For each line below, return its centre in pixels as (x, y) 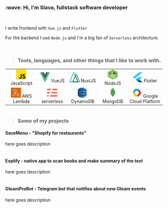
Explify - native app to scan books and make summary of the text (74, 161)
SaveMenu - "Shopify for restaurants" (46, 133)
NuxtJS (88, 80)
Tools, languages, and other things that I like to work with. (89, 61)
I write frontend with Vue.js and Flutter (46, 28)
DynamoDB (82, 101)
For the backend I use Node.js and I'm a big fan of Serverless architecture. (82, 38)
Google (151, 96)
